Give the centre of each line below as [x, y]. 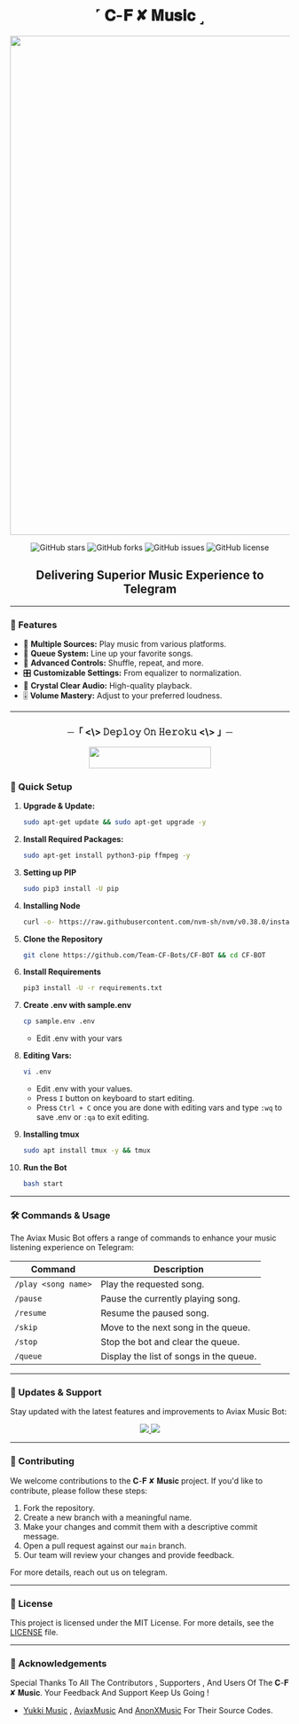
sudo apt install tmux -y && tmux [87, 1151]
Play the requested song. [153, 1285]
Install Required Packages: [73, 838]
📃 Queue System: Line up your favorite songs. [108, 654]
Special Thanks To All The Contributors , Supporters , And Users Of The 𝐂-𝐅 [149, 1683]
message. [41, 1536]
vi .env [37, 1072]
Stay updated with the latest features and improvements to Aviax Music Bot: [149, 1412]
